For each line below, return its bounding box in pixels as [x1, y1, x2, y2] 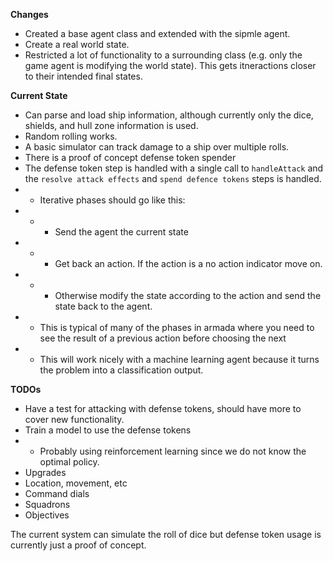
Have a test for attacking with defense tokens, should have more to [24, 403, 302, 414]
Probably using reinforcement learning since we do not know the [39, 445, 307, 457]
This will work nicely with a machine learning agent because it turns [39, 354, 320, 365]
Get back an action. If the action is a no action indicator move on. [54, 258, 323, 269]
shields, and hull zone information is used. [24, 120, 199, 131]
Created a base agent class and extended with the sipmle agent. [24, 28, 291, 39]
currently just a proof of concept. [10, 539, 147, 551]
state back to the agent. [54, 300, 153, 312]
